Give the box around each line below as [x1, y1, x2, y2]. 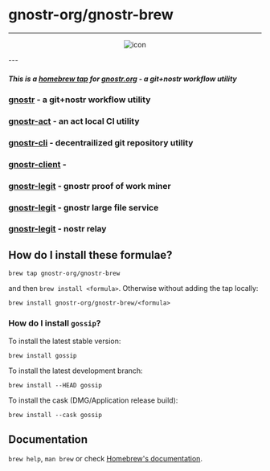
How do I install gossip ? [8, 317, 101, 329]
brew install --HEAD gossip [8, 381, 103, 389]
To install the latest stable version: [8, 336, 121, 346]
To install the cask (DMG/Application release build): [8, 395, 178, 405]
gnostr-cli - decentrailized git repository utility [8, 137, 194, 148]
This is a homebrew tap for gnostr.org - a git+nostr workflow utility [8, 74, 237, 84]
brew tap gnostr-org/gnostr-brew [8, 269, 121, 278]
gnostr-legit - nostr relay [8, 223, 107, 235]
